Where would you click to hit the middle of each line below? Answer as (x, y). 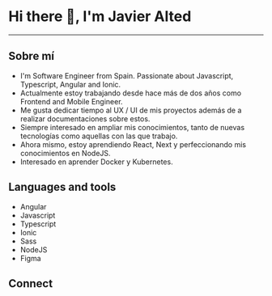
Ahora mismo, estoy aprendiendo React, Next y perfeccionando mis (133, 144)
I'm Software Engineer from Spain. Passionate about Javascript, (127, 75)
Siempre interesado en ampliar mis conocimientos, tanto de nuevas (132, 127)
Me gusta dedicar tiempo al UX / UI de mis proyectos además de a (131, 110)
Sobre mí (32, 56)
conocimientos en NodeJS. (65, 153)
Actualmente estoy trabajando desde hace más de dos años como (130, 93)
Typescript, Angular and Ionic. (70, 84)
